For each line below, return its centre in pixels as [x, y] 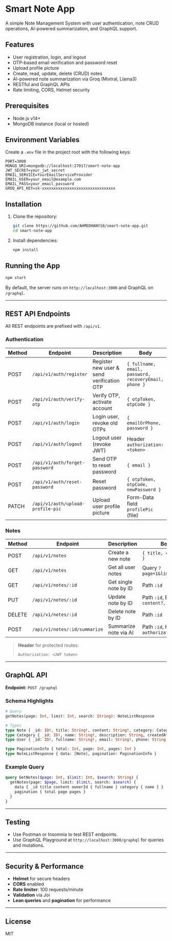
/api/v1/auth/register [60, 374]
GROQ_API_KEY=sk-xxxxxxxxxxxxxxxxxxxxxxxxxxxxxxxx [60, 188]
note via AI [121, 632]
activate [102, 402]
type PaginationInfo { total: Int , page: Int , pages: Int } [71, 749]
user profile [106, 506]
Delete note [122, 611]
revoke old [105, 423]
